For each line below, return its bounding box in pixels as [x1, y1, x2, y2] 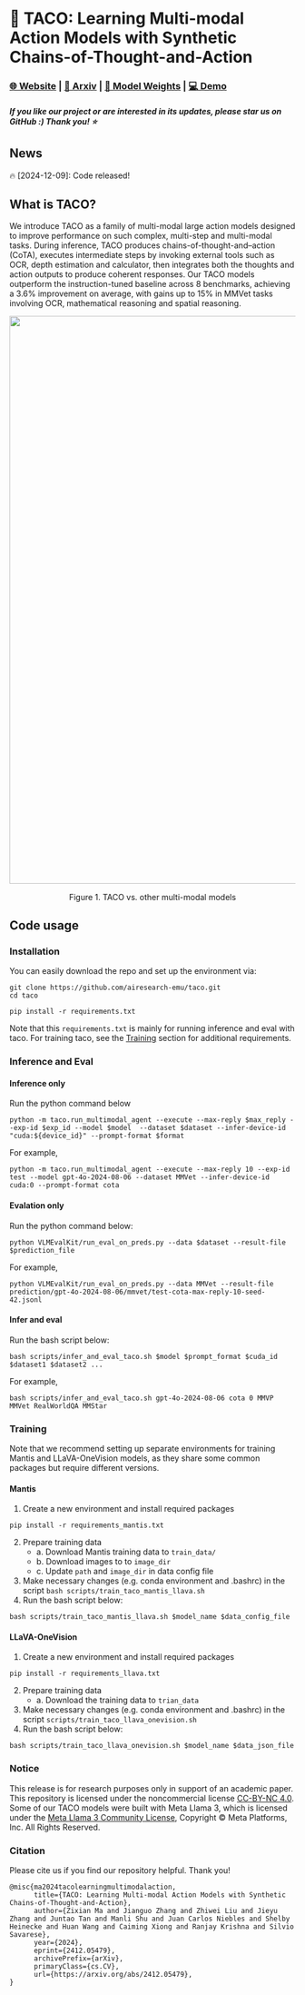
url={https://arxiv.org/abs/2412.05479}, [33, 1970, 193, 1980]
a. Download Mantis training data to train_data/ [35, 1546, 216, 1557]
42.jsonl [9, 1295, 43, 1305]
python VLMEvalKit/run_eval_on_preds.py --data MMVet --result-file [9, 1279, 274, 1288]
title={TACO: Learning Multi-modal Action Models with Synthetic [33, 1891, 286, 1900]
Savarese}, [9, 1930, 51, 1940]
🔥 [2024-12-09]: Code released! [9, 170, 130, 181]
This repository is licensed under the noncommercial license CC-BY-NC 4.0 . [9, 1792, 295, 1803]
